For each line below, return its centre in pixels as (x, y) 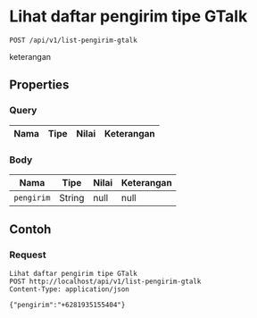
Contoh (30, 230)
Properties (39, 85)
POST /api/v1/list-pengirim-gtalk (74, 40)
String (72, 197)
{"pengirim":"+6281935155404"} (67, 305)
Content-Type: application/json (69, 289)
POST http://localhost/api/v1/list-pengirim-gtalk (105, 281)
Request (28, 255)
